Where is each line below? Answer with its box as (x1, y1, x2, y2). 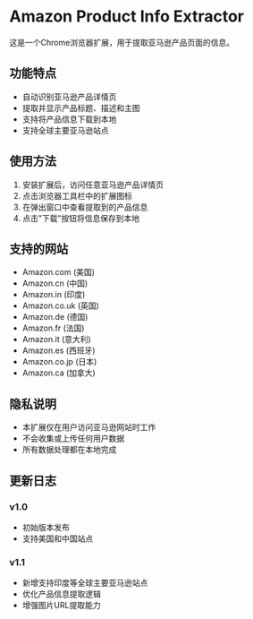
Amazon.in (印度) (21, 289, 86, 300)
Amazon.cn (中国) (21, 278, 89, 288)
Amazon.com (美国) (21, 267, 96, 278)
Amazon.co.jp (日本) (21, 357, 97, 367)
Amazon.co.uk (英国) (21, 300, 100, 311)
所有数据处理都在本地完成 (21, 444, 117, 455)
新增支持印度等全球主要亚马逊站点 (21, 578, 148, 589)
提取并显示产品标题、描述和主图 (21, 102, 140, 113)
